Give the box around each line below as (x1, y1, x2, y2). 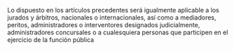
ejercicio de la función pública (7, 36, 95, 44)
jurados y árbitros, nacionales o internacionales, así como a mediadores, (7, 13, 216, 22)
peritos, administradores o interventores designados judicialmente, (7, 21, 200, 29)
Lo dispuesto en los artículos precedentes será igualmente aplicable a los (7, 6, 219, 14)
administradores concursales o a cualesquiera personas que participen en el (7, 28, 228, 36)
